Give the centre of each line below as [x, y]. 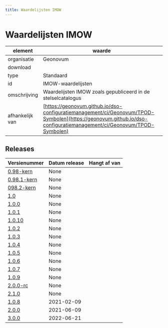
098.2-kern [22, 188]
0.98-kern [20, 172]
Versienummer [26, 163]
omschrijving [23, 95]
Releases [20, 149]
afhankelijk [20, 115]
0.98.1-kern [22, 180]
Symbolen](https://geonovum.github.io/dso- [96, 118]
